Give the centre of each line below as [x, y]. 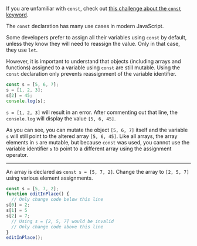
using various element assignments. [50, 178]
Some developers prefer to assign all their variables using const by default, [96, 37]
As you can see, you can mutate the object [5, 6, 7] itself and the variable [97, 130]
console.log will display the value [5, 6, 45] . [61, 118]
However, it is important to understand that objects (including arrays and [94, 61]
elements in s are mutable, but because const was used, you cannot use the [98, 142]
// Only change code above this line [57, 227]
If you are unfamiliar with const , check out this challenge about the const [94, 9]
